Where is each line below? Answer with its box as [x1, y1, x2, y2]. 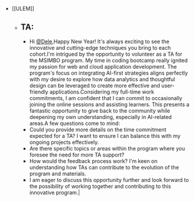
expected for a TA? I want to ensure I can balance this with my [29, 132, 181, 139]
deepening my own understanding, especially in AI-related [29, 113, 172, 120]
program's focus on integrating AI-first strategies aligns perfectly [29, 69, 188, 76]
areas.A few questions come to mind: [29, 120, 120, 127]
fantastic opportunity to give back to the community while [29, 107, 170, 114]
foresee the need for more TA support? [29, 151, 125, 158]
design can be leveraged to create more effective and [29, 82, 161, 89]
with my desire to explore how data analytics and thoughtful [29, 75, 175, 82]
